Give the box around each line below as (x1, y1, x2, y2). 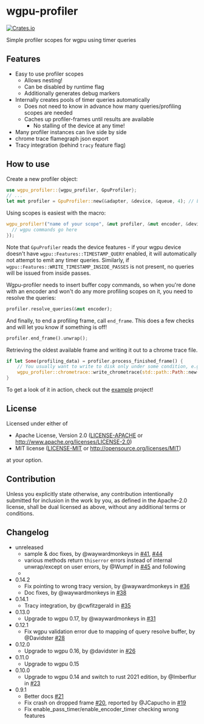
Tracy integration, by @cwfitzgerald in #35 (24, 602, 131, 609)
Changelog (6, 527, 49, 538)
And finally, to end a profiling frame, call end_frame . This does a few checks (6, 317, 194, 324)
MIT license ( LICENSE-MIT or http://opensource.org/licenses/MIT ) (15, 444, 182, 452)
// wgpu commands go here (12, 227, 78, 233)
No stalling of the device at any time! (33, 122, 125, 129)
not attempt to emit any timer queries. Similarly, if (6, 256, 129, 263)
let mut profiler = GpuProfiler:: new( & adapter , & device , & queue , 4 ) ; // (6, 198, 194, 205)
